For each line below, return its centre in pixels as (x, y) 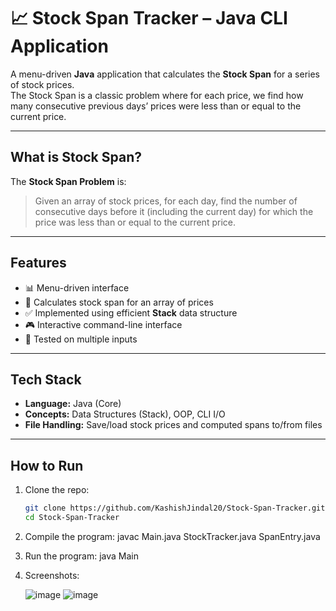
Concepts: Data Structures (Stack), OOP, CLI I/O (125, 414)
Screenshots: (52, 575)
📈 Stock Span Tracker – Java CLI (149, 18)
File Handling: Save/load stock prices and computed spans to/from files (173, 425)
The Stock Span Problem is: (68, 181)
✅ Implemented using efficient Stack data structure (131, 312)
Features (38, 263)
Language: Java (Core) (73, 404)
